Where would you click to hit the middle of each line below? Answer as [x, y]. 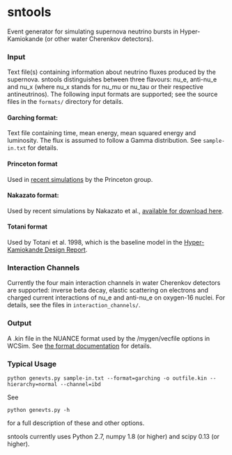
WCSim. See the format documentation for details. [79, 346]
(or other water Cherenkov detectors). [99, 38]
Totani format [27, 226]
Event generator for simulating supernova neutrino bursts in [93, 31]
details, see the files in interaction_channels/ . [74, 305]
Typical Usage [32, 364]
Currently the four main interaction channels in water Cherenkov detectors [114, 283]
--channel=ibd [80, 384]
